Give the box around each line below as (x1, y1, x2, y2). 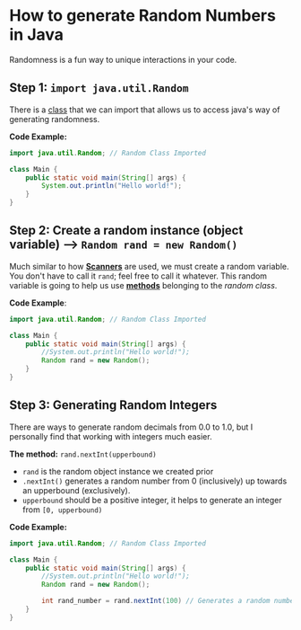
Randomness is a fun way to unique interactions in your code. (9, 54, 237, 65)
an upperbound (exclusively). (21, 484, 131, 495)
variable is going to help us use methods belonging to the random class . (9, 280, 278, 290)
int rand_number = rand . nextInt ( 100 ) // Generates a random (41, 597, 271, 606)
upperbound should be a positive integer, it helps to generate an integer (21, 494, 282, 505)
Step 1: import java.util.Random (9, 80, 190, 95)
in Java (9, 24, 64, 45)
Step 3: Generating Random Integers (9, 397, 218, 413)
